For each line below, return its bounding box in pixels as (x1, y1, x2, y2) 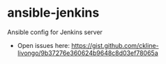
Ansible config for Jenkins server (7, 28, 103, 36)
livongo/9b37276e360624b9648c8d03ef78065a (17, 49, 158, 57)
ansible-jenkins (7, 5, 100, 21)
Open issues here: (17, 41, 70, 49)
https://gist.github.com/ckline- (71, 41, 159, 49)
